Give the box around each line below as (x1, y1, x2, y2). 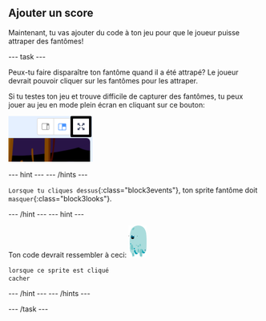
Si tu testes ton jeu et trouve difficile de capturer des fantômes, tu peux (8, 91, 244, 101)
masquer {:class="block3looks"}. (8, 193, 112, 203)
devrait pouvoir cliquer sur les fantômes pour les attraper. (8, 75, 199, 85)
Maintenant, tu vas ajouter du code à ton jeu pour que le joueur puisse (8, 27, 240, 37)
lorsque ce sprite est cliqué (8, 266, 110, 274)
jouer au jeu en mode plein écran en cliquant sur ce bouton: (8, 100, 206, 109)
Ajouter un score (8, 6, 94, 20)
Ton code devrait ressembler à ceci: (8, 250, 127, 259)
